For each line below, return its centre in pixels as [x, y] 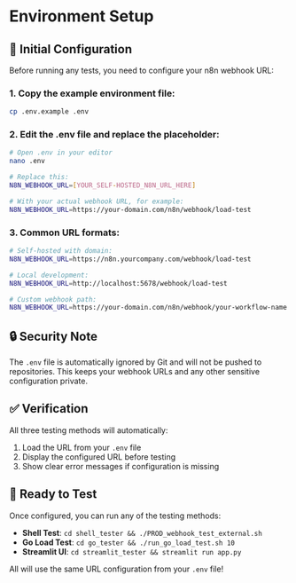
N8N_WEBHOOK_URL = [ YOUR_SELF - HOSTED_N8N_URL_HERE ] [103, 185]
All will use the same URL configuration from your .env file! [117, 569]
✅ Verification [49, 409]
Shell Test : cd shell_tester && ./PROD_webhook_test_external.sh [142, 532]
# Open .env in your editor [61, 153]
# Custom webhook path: [53, 299]
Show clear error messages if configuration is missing [121, 466]
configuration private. [49, 381]
